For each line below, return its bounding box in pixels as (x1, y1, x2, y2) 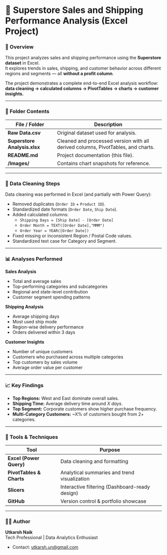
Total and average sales (12, 278, 62, 284)
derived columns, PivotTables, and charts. (57, 143, 155, 150)
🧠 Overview (5, 43, 34, 50)
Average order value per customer (12, 365, 83, 371)
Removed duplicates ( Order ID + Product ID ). (12, 201, 105, 207)
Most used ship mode (12, 319, 57, 325)
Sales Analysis (5, 269, 36, 275)
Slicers (7, 486, 25, 493)
